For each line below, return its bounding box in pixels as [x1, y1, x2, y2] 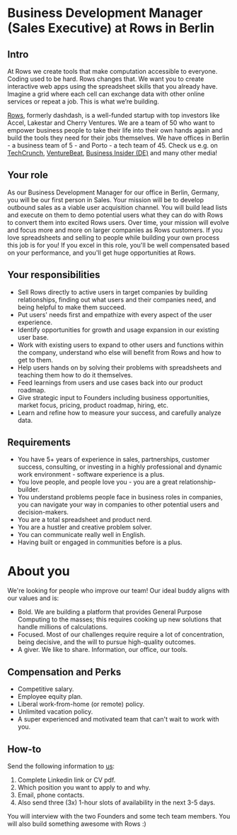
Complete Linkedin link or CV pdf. [17, 775, 116, 784]
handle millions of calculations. [17, 623, 108, 631]
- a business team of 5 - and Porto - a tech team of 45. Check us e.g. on [7, 141, 218, 150]
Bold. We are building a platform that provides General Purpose [17, 608, 202, 616]
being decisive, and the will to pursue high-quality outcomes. [17, 638, 196, 646]
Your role [7, 169, 48, 182]
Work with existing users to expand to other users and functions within [17, 341, 224, 349]
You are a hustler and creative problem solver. [17, 523, 152, 531]
